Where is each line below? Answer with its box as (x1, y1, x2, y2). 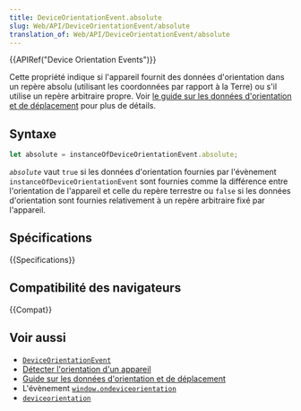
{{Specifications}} (9, 254, 76, 265)
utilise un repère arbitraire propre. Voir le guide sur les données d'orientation (9, 91, 292, 101)
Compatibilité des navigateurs (9, 280, 182, 296)
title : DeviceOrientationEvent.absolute (9, 13, 163, 22)
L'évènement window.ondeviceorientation (21, 382, 176, 393)
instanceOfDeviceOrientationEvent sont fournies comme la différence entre (9, 176, 288, 187)
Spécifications (9, 231, 92, 246)
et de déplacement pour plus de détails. (9, 101, 157, 111)
